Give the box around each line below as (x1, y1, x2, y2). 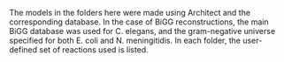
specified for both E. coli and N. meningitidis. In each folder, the (9, 35, 242, 45)
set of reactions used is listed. (39, 45, 149, 55)
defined (9, 45, 38, 55)
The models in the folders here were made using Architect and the (9, 8, 250, 17)
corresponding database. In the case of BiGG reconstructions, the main (9, 17, 269, 27)
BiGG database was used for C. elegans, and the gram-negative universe (9, 26, 276, 36)
